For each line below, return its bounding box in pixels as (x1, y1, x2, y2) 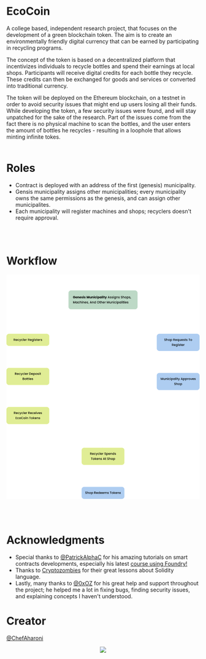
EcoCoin (6, 4, 50, 18)
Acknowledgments (6, 533, 105, 547)
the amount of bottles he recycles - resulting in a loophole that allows (6, 126, 181, 134)
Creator (6, 614, 47, 628)
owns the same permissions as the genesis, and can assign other (15, 195, 181, 202)
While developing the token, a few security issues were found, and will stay (6, 107, 196, 114)
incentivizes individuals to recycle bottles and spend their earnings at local (6, 63, 195, 70)
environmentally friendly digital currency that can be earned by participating (6, 37, 199, 45)
